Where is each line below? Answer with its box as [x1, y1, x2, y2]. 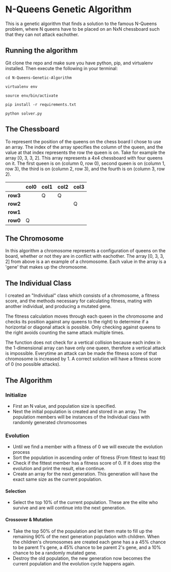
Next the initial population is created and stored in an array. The [12, 408, 146, 414]
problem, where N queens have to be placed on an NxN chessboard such [5, 26, 160, 32]
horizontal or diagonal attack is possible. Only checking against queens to [5, 324, 161, 331]
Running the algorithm [5, 46, 78, 55]
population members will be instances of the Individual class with [12, 413, 150, 420]
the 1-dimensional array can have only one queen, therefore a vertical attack [5, 345, 166, 351]
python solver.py [5, 111, 42, 116]
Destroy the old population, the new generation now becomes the [12, 555, 151, 561]
